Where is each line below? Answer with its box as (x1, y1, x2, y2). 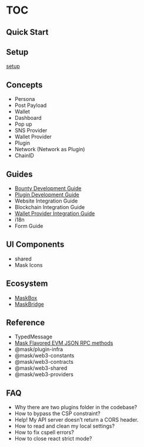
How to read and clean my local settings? (14, 423, 115, 430)
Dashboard (14, 115, 42, 122)
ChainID (14, 152, 34, 159)
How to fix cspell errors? (14, 429, 75, 436)
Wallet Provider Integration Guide (14, 210, 95, 217)
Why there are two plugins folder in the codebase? (14, 404, 138, 411)
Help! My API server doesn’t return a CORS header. (14, 416, 139, 423)
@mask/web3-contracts (14, 358, 73, 366)
